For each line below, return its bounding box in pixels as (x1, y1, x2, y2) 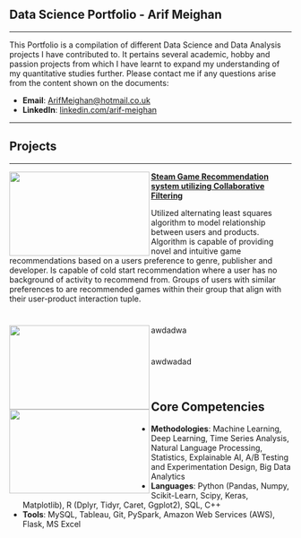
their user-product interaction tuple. (9, 293, 142, 304)
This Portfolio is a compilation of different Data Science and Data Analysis (9, 39, 281, 50)
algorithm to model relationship (150, 217, 266, 228)
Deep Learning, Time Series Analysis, (150, 432, 289, 443)
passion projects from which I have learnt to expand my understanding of (9, 58, 280, 69)
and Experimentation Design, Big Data (150, 461, 291, 472)
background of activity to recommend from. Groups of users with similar (9, 273, 276, 285)
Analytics (150, 471, 185, 482)
